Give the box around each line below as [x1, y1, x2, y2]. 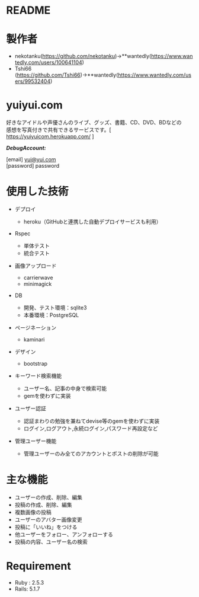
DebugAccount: [6, 145, 46, 152]
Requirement [6, 560, 71, 573]
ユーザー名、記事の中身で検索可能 [23, 385, 107, 392]
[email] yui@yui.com [6, 156, 56, 163]
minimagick [23, 280, 52, 288]
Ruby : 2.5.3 [14, 579, 44, 586]
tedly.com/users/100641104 [14, 59, 83, 66]
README [6, 4, 51, 17]
